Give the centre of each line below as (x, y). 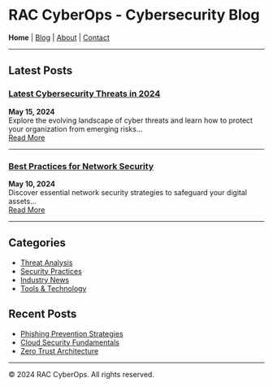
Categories (37, 243)
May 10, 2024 (32, 184)
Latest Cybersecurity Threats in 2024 (84, 93)
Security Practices (51, 271)
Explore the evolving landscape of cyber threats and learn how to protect (131, 120)
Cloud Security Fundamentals (70, 342)
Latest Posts (41, 71)
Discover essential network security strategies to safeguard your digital (128, 192)
